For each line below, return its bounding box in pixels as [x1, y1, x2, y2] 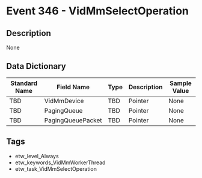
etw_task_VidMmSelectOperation [14, 165, 97, 172]
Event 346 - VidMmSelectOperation [6, 4, 189, 18]
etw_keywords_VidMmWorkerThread [14, 159, 106, 166]
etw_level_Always [14, 152, 59, 159]
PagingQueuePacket [44, 116, 102, 124]
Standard [10, 79, 38, 88]
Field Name [57, 83, 90, 91]
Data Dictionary [6, 61, 66, 71]
